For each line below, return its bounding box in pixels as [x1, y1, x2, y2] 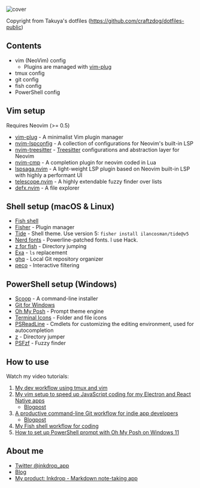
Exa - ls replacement [14, 249, 68, 257]
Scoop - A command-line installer [14, 295, 99, 302]
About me [6, 446, 44, 456]
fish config [14, 82, 42, 89]
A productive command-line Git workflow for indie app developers [14, 410, 178, 417]
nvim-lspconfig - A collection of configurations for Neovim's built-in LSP [14, 139, 193, 147]
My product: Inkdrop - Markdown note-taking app [14, 474, 138, 481]
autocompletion [14, 327, 54, 334]
